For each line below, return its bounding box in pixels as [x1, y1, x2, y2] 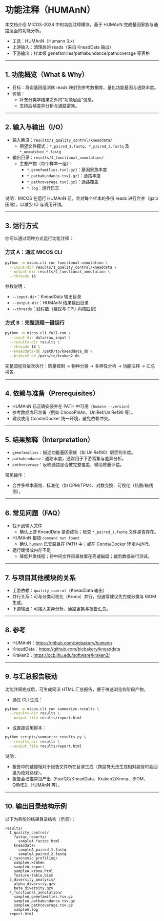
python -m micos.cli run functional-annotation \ [5, 260, 108, 265]
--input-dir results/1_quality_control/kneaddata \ [9, 265, 117, 270]
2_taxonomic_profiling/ [9, 856, 58, 860]
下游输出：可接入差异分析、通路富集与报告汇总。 [12, 605, 111, 611]
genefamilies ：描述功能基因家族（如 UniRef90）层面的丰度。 [12, 450, 136, 455]
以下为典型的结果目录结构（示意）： [5, 816, 76, 822]
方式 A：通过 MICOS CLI [5, 249, 62, 256]
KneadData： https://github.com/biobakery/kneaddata [12, 646, 121, 652]
